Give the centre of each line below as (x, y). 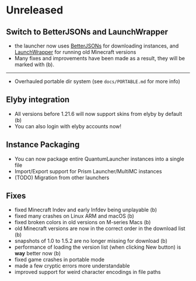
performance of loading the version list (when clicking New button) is (98, 247)
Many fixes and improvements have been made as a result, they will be (100, 58)
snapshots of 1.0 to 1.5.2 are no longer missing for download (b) (91, 241)
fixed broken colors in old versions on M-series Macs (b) (83, 222)
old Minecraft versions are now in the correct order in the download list (100, 228)
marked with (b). (34, 64)
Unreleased (35, 10)
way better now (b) (38, 253)
